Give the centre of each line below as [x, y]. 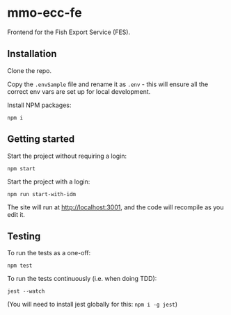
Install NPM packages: [39, 105]
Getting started [41, 139]
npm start [22, 168]
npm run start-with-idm [42, 194]
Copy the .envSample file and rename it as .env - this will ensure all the [108, 84]
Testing [24, 236]
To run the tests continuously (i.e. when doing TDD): [82, 279]
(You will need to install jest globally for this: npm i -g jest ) [93, 305]
